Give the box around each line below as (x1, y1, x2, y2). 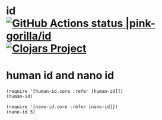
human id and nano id (6, 69, 115, 82)
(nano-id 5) (6, 109, 36, 115)
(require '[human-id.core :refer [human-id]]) (6, 89, 123, 95)
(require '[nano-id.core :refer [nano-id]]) (6, 104, 118, 110)
